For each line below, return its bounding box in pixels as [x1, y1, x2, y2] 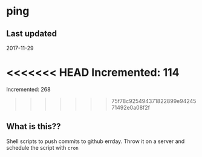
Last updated [6, 28, 57, 39]
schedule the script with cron [6, 144, 79, 151]
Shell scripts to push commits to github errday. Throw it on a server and [6, 138, 185, 145]
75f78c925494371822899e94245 [111, 97, 197, 104]
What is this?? [6, 121, 61, 132]
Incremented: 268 [6, 85, 51, 93]
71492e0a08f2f [111, 104, 150, 111]
